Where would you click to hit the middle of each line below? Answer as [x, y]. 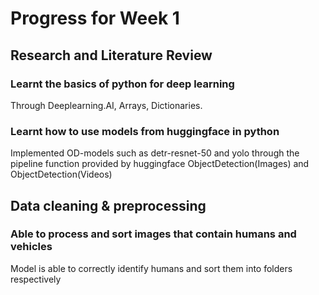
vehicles [31, 247]
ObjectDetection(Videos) [61, 174]
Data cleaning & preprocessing [108, 205]
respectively [36, 279]
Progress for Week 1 [95, 18]
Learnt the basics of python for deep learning [122, 84]
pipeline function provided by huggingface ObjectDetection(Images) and [160, 164]
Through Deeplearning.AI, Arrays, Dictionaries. [106, 105]
